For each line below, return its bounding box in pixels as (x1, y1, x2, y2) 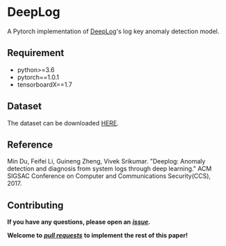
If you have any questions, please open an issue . (7, 218, 151, 226)
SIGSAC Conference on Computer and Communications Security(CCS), (7, 172, 211, 180)
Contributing (7, 199, 64, 211)
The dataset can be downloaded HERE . (7, 118, 119, 127)
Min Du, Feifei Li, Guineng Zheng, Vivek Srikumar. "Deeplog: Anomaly (7, 157, 206, 166)
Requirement (7, 47, 64, 59)
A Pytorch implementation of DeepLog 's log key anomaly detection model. (7, 27, 220, 35)
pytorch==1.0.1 (17, 73, 60, 81)
